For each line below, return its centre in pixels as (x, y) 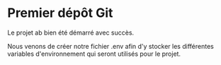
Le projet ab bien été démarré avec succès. (71, 32)
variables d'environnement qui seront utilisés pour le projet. (94, 54)
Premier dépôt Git (60, 13)
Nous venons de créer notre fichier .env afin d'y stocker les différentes (110, 46)
